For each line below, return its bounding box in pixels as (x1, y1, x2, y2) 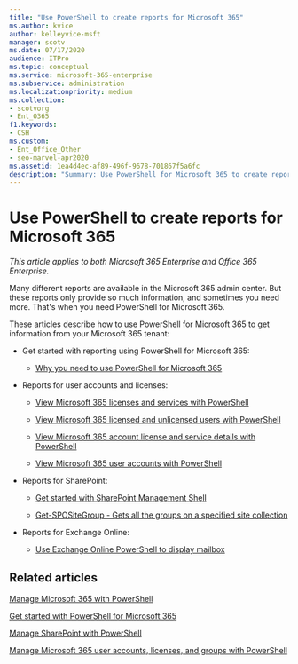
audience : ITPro (9, 54, 69, 63)
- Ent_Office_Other (9, 145, 82, 154)
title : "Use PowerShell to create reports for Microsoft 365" (9, 12, 244, 22)
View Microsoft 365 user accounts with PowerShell (35, 458, 223, 469)
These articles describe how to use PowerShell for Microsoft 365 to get (9, 319, 271, 329)
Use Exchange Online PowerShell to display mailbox (35, 544, 226, 555)
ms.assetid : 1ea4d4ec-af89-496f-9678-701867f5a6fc (9, 162, 200, 170)
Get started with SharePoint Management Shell (35, 493, 207, 503)
